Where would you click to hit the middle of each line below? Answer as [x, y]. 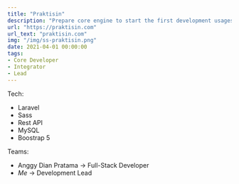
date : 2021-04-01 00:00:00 [47, 47]
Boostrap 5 [34, 137]
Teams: [18, 151]
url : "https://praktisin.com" [52, 27]
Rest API [30, 122]
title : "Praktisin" [36, 14]
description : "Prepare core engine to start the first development [110, 21]
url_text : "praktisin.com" [47, 34]
